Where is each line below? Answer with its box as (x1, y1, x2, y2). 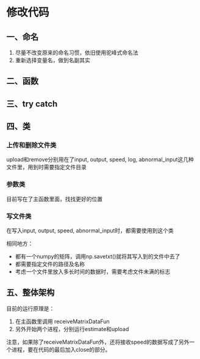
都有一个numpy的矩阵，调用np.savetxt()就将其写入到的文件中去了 (15, 253, 180, 260)
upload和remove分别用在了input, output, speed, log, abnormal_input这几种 (6, 156, 194, 163)
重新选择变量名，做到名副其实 (15, 57, 90, 64)
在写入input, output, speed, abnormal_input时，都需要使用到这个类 (6, 227, 174, 234)
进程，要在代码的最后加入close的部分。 (11, 346, 111, 353)
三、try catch (6, 99, 58, 109)
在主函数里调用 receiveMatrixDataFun (15, 318, 110, 325)
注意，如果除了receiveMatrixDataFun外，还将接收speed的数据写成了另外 (6, 338, 190, 346)
